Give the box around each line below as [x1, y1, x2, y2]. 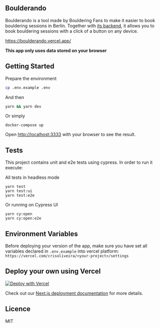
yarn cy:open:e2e [5, 216, 42, 221]
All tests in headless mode [5, 174, 60, 180]
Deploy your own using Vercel [5, 267, 101, 276]
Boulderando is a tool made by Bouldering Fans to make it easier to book [5, 17, 155, 23]
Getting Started [5, 62, 55, 71]
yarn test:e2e [5, 193, 35, 198]
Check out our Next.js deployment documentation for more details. [5, 290, 143, 296]
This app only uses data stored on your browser [5, 47, 107, 53]
